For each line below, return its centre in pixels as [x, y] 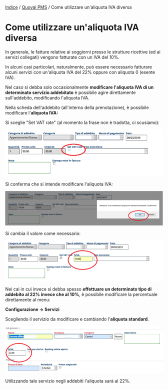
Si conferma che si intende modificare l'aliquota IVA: [59, 184]
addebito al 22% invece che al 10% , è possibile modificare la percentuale [81, 294]
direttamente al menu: [28, 300]
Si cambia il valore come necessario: [43, 233]
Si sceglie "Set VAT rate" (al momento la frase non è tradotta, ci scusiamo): [82, 122]
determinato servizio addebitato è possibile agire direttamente [70, 92]
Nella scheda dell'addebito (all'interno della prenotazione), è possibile [77, 107]
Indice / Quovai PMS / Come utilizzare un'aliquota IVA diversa [68, 7]
